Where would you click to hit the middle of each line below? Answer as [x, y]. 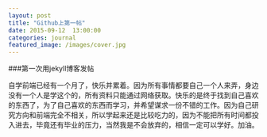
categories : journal [43, 38]
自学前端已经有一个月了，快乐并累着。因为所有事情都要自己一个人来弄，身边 [133, 86]
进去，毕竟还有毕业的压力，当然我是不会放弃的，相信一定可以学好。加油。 [137, 125]
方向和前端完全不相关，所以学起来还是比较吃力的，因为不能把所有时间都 [133, 115]
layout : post [30, 15]
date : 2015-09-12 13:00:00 [55, 30]
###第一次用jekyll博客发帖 [51, 69]
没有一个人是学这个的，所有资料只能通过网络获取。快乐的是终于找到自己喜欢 [133, 95]
